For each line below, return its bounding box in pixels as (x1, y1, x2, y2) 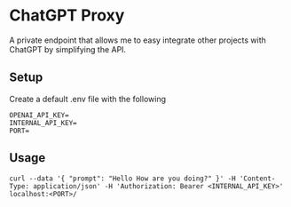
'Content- (239, 174, 276, 183)
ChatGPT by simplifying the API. (9, 44, 127, 54)
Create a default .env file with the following (9, 93, 167, 104)
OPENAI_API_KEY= (9, 110, 69, 120)
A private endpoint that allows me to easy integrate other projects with (9, 35, 266, 45)
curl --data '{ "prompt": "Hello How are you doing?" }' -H (9, 174, 237, 183)
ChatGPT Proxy (9, 5, 125, 26)
